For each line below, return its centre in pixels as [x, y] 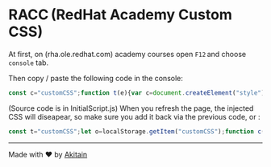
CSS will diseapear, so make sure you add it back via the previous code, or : [134, 116]
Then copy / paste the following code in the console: [96, 78]
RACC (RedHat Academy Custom [120, 15]
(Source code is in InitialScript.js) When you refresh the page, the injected [131, 108]
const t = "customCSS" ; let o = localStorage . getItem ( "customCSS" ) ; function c [135, 131]
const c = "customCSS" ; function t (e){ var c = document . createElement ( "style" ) [137, 93]
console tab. [29, 63]
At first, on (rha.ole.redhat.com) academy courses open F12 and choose [127, 54]
